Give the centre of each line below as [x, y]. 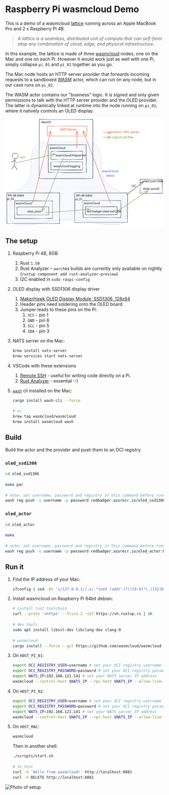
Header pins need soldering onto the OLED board [71, 304]
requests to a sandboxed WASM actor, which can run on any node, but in [81, 79]
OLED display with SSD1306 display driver [56, 289]
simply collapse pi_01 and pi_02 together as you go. [59, 64]
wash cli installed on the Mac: [42, 391]
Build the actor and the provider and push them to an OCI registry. [73, 450]
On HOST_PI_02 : [28, 691]
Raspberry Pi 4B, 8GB [35, 253]
